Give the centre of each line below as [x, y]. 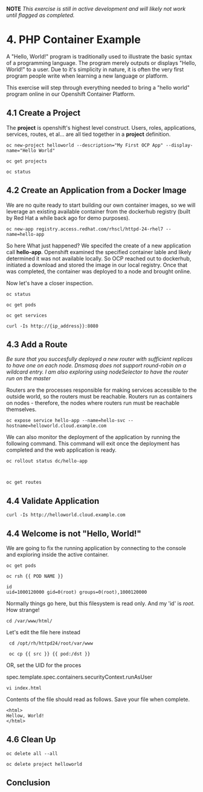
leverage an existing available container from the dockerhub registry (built [98, 211]
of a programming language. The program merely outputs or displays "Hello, [101, 62]
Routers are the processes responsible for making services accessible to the [101, 390]
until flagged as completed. [40, 15]
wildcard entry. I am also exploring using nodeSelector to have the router [97, 372]
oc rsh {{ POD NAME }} [35, 576]
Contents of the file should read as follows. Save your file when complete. [98, 699]
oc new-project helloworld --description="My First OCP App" [85, 145]
